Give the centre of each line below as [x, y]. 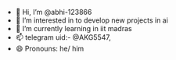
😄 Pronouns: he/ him [50, 48]
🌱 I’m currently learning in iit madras [74, 28]
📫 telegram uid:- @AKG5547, [63, 37]
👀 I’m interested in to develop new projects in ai [92, 20]
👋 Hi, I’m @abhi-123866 [54, 12]
